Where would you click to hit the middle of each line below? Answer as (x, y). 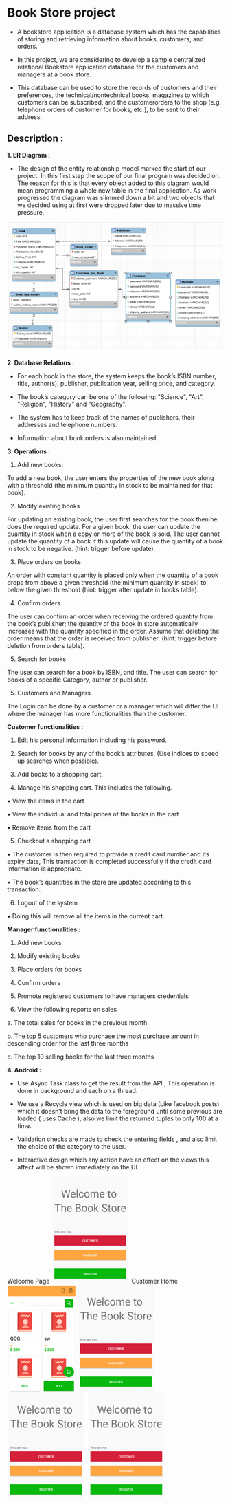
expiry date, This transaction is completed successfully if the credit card (109, 862)
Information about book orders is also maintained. (87, 438)
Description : (35, 139)
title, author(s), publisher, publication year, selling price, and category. (116, 384)
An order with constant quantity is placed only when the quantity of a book (113, 575)
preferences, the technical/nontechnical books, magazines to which (113, 95)
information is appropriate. (45, 869)
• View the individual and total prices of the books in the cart (93, 814)
